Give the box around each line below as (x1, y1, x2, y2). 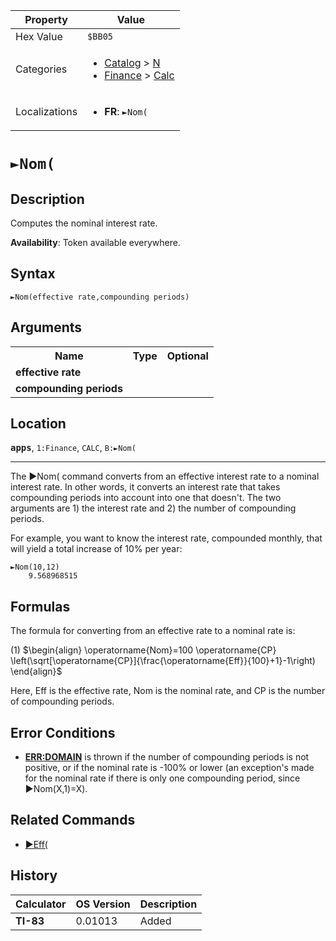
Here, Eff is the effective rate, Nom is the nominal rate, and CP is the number (10, 685, 326, 697)
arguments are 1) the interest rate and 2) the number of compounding (10, 502, 297, 514)
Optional (166, 349, 209, 363)
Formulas (10, 598, 71, 615)
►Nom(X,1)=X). (24, 783, 88, 795)
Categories (15, 62, 68, 76)
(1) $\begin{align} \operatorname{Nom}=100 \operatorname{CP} (10, 644, 277, 656)
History (10, 867, 58, 884)
